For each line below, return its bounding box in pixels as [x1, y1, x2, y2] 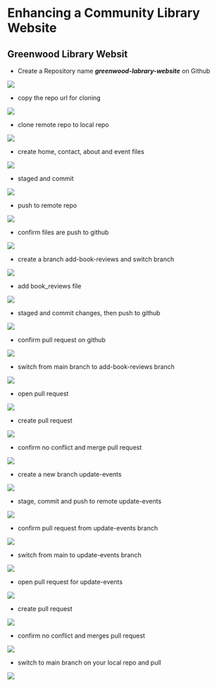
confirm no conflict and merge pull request [17, 443, 142, 451]
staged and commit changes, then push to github [17, 309, 161, 317]
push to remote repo [17, 201, 77, 209]
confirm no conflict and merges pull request [17, 631, 146, 640]
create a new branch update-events [17, 470, 122, 478]
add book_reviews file [17, 282, 82, 290]
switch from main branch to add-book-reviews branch [17, 363, 175, 371]
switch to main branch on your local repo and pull [17, 658, 161, 667]
